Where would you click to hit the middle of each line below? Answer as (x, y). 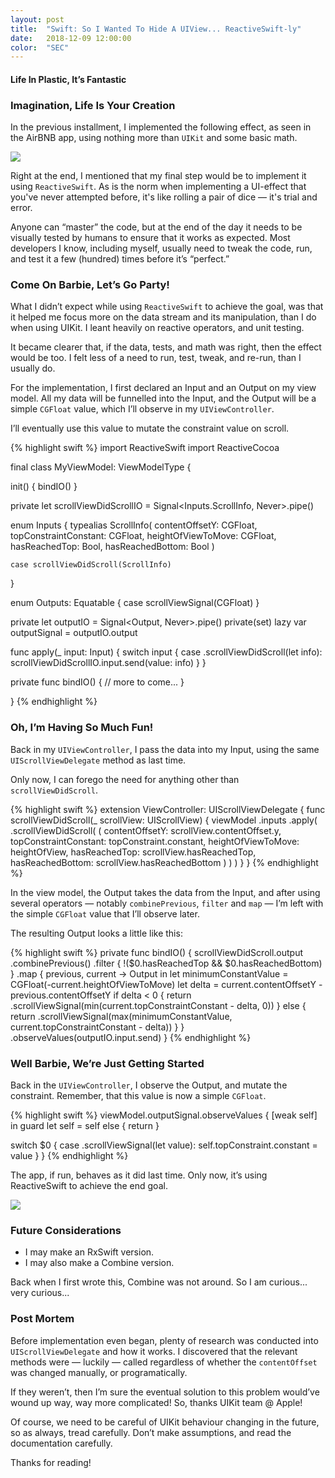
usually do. (33, 368)
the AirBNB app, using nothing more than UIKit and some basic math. (154, 138)
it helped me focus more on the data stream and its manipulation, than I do (163, 317)
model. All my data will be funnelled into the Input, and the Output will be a (163, 398)
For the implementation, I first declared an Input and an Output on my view (163, 388)
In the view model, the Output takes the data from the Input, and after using (165, 892)
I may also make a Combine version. (99, 1263)
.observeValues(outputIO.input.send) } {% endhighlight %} (131, 1037)
